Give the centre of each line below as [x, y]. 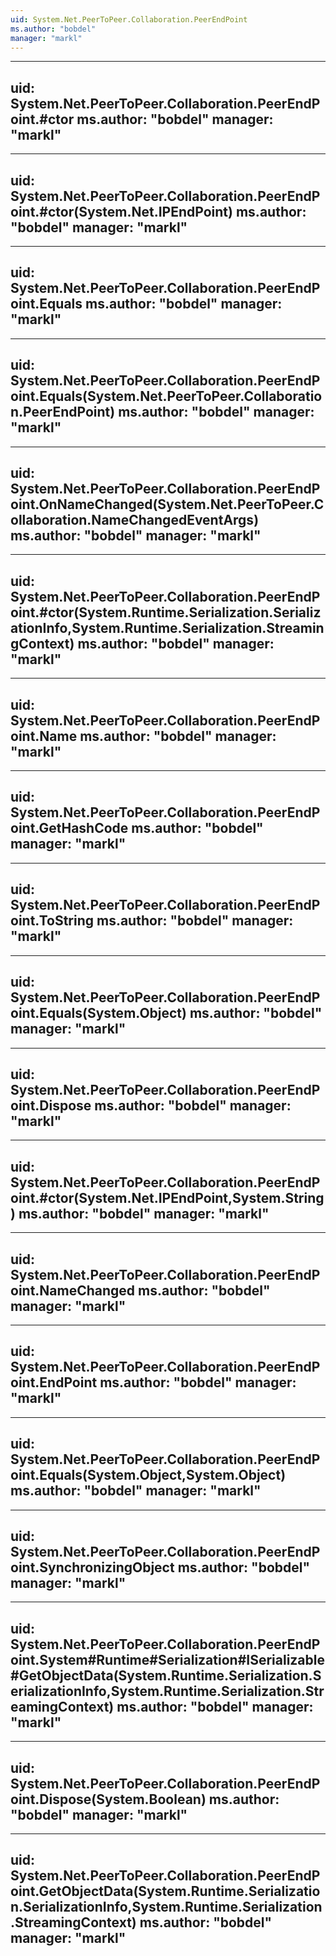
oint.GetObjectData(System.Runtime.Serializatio [165, 1891]
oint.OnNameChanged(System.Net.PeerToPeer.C [167, 504]
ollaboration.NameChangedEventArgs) [135, 520]
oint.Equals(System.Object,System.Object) [148, 1475]
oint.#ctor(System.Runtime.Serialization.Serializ [166, 612]
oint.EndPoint [54, 1382]
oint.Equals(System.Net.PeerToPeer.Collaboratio [166, 396]
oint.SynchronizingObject [92, 1567]
